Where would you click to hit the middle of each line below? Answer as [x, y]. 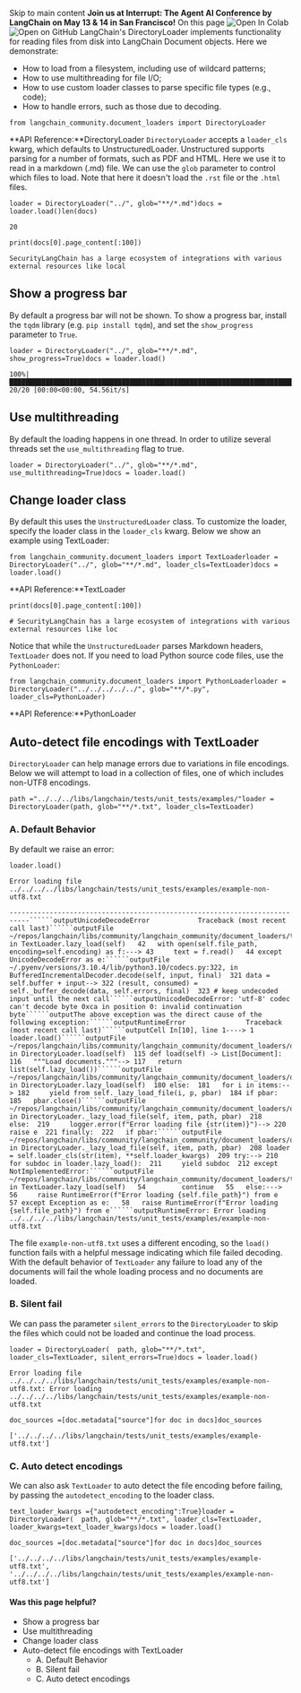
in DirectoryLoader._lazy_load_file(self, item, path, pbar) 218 [136, 1116]
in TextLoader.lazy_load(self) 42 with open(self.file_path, [133, 944]
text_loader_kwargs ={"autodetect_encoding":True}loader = [122, 1512]
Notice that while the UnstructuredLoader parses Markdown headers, [136, 646]
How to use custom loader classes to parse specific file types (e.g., [146, 87]
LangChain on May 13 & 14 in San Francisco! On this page [117, 22]
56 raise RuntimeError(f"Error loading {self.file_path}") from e [144, 1195]
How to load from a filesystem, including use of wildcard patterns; [144, 68]
